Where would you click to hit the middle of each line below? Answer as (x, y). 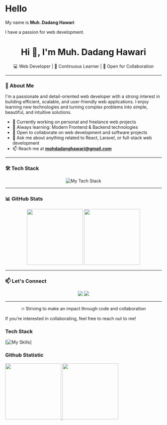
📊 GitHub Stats (24, 199)
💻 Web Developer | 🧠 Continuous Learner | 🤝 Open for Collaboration (83, 66)
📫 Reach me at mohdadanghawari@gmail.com (62, 149)
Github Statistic (24, 355)
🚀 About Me (20, 85)
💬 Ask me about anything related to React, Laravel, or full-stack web (82, 138)
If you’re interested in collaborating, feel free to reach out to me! (71, 319)
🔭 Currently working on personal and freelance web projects (74, 122)
